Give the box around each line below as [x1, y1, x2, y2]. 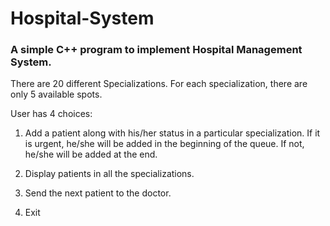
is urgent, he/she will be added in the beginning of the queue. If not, [24, 138, 305, 150]
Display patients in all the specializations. [24, 168, 195, 180]
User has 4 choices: [10, 108, 93, 120]
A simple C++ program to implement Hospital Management [10, 43, 303, 57]
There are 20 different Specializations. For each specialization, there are [10, 78, 308, 90]
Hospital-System [10, 7, 155, 30]
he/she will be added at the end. [24, 148, 158, 161]
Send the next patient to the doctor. [24, 187, 172, 199]
